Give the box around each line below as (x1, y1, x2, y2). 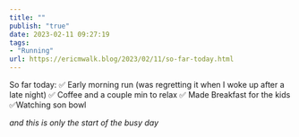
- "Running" (9, 47, 54, 56)
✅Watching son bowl (9, 99, 87, 110)
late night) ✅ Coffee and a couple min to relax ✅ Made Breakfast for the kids (9, 90, 291, 99)
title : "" (9, 13, 47, 22)
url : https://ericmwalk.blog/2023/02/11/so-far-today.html (9, 55, 235, 64)
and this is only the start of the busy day (9, 117, 159, 128)
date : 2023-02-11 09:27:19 (9, 30, 110, 39)
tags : (9, 38, 30, 47)
